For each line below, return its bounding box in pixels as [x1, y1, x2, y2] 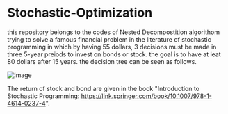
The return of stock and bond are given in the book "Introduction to [7, 84, 200, 92]
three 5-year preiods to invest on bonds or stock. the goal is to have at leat [7, 50, 221, 58]
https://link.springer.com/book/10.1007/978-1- [81, 92, 212, 100]
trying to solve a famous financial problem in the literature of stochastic [7, 35, 211, 43]
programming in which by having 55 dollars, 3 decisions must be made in [7, 42, 217, 51]
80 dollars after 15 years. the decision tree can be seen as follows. [7, 57, 197, 65]
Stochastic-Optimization [7, 5, 153, 21]
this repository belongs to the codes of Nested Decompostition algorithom [7, 28, 220, 36]
